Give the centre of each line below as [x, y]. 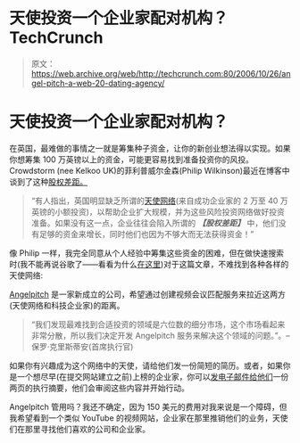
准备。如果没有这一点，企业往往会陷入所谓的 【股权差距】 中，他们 [154, 223]
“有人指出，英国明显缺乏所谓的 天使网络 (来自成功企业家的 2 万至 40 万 [159, 201]
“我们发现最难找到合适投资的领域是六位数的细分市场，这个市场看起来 [158, 324]
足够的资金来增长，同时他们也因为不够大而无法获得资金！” [146, 234]
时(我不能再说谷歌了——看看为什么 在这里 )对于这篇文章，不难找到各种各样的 [149, 264]
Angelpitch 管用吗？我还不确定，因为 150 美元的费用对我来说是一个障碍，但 [148, 406]
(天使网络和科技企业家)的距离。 [67, 305]
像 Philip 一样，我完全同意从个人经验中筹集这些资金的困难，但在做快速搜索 [146, 253]
